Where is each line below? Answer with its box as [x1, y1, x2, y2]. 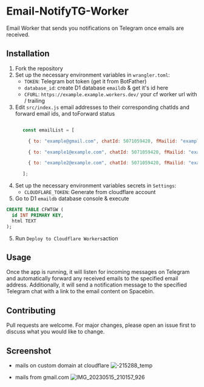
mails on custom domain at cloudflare [15, 362, 109, 369]
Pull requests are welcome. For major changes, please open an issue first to [6, 321, 196, 329]
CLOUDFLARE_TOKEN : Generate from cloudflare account [24, 189, 156, 196]
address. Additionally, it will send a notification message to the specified [6, 281, 187, 288]
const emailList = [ [22, 127, 75, 133]
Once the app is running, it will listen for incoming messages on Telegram [6, 268, 190, 276]
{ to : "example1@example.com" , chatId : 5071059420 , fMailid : [28, 149, 186, 155]
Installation [6, 49, 50, 59]
